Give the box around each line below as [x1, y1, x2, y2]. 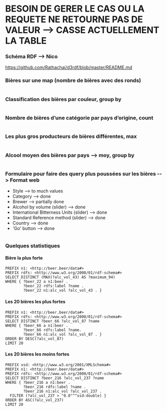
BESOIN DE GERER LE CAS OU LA [5, 3, 144, 15]
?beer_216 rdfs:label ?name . [23, 384, 86, 389]
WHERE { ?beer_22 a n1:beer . [5, 279, 69, 284]
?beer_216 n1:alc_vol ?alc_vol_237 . [23, 388, 102, 394]
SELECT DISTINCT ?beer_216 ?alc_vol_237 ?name [5, 375, 104, 380]
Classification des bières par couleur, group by [5, 96, 122, 103]
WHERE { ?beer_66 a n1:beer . [5, 323, 69, 328]
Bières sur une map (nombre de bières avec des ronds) [5, 77, 141, 84]
